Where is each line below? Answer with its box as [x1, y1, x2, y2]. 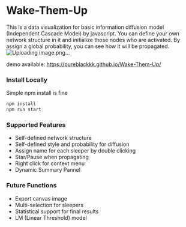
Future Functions [6, 181, 57, 190]
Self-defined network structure [14, 135, 92, 142]
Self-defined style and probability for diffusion [14, 141, 130, 148]
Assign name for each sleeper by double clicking [14, 147, 136, 154]
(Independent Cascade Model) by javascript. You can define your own [6, 29, 180, 37]
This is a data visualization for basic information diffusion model [6, 23, 164, 31]
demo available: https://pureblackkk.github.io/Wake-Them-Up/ [6, 61, 161, 68]
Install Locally [6, 76, 48, 84]
